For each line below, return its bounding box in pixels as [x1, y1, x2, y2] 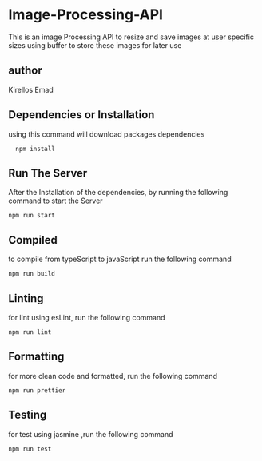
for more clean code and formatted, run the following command [8, 371, 218, 380]
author [8, 64, 42, 77]
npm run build [8, 270, 56, 278]
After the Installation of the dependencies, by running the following [8, 188, 228, 197]
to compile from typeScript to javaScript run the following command [8, 254, 232, 264]
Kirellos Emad [8, 85, 54, 94]
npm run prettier [8, 386, 66, 395]
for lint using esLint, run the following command [8, 313, 165, 322]
